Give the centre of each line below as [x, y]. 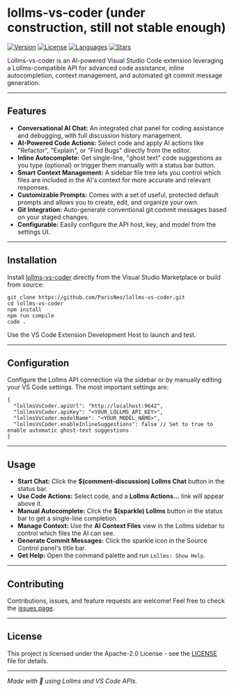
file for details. [28, 661]
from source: [26, 285]
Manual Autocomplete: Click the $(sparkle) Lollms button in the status [120, 511]
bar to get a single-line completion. [68, 518]
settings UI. [34, 232]
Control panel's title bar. [52, 548]
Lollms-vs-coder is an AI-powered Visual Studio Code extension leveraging [116, 60]
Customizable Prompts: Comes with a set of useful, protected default [118, 195]
